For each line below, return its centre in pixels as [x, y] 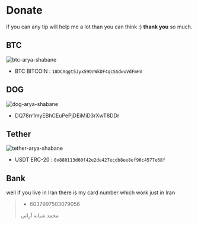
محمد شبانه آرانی [40, 216]
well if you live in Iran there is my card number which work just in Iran [91, 192]
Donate [24, 10]
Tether [19, 134]
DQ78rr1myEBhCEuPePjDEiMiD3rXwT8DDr [67, 115]
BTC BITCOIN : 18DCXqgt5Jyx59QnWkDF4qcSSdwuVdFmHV [79, 71]
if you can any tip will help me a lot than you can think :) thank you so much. [99, 27]
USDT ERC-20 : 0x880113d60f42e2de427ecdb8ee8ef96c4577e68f [90, 160]
